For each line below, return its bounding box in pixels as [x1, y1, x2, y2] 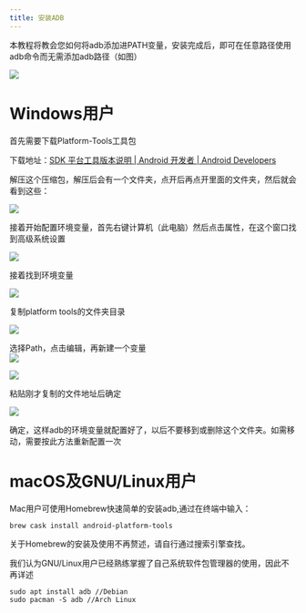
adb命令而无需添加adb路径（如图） [9, 51, 143, 62]
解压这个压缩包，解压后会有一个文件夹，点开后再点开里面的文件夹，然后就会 [9, 174, 297, 185]
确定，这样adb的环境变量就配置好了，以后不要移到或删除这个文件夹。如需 [9, 424, 288, 435]
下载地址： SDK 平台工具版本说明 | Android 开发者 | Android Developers [9, 154, 277, 165]
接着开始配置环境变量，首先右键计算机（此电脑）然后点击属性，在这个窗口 [9, 221, 289, 232]
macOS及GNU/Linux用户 [9, 471, 198, 492]
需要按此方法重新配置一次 [25, 435, 121, 446]
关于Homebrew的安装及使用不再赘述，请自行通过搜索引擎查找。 [9, 538, 250, 549]
